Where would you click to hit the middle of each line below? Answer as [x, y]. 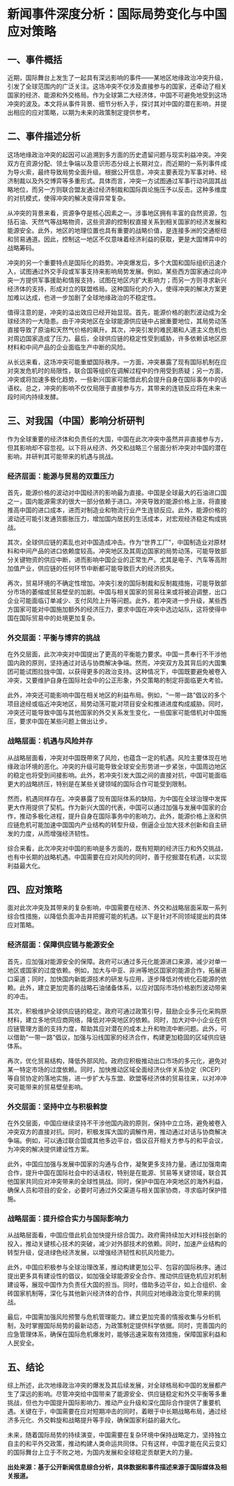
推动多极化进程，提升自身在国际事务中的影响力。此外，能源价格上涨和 [120, 816]
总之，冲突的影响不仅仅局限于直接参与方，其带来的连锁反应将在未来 [123, 388]
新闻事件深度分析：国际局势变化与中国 [117, 14]
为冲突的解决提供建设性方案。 [50, 1149]
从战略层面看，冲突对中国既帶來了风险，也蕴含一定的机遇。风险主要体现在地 [117, 757]
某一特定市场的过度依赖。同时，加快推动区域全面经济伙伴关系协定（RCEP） [116, 1069]
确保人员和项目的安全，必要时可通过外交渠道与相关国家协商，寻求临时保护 [114, 1190]
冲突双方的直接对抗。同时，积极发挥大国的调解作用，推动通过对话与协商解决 [117, 1131]
